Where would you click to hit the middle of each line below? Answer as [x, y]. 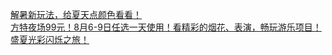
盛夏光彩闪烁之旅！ [50, 39]
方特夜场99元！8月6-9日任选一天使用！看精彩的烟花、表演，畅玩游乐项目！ [166, 27]
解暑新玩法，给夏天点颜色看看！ [76, 14]
